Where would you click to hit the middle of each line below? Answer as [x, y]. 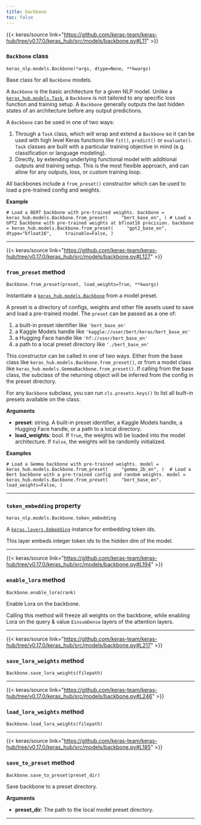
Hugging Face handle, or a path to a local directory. [78, 429]
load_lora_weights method [45, 712]
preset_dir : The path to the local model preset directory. [84, 809]
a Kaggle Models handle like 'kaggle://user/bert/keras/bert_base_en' [102, 332]
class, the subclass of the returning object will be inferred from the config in [100, 375]
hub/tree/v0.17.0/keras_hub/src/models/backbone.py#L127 [78, 256]
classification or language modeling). [60, 153]
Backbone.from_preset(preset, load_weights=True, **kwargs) [83, 285]
